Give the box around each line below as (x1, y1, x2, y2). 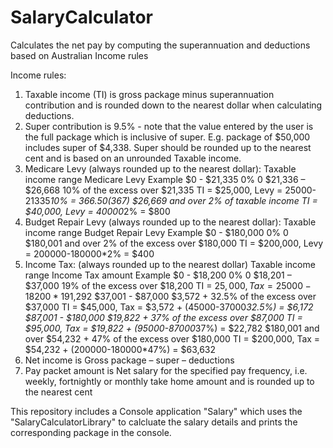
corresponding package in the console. (10, 426, 172, 438)
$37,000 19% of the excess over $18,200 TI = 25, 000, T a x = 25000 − (24, 279, 312, 291)
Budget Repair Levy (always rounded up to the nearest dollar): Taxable (24, 216, 317, 228)
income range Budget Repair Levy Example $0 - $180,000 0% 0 (24, 226, 289, 238)
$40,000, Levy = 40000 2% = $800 (24, 205, 171, 217)
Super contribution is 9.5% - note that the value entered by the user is (24, 120, 314, 132)
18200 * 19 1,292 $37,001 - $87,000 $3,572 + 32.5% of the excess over (24, 290, 317, 302)
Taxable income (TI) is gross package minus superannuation (24, 88, 275, 100)
